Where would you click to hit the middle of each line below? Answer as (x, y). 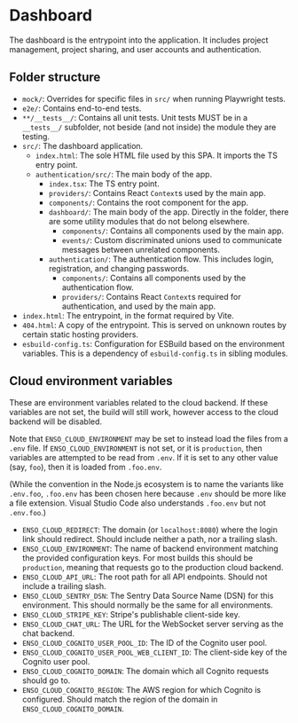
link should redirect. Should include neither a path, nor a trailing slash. (149, 538)
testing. (36, 136)
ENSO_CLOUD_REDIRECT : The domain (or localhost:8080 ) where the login (149, 530)
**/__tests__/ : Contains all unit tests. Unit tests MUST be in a (135, 117)
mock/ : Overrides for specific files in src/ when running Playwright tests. (154, 98)
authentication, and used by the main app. (139, 306)
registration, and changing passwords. (119, 268)
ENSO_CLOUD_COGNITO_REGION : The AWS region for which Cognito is (141, 689)
